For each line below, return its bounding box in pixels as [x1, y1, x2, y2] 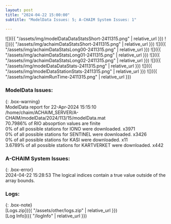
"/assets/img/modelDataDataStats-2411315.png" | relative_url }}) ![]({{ [5, 63, 153, 69]
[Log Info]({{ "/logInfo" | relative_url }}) [5, 213, 87, 219]
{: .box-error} [5, 166, 33, 173]
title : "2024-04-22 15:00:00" [5, 12, 70, 17]
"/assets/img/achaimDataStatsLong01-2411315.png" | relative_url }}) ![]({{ [5, 52, 160, 58]
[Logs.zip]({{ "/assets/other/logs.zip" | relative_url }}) [5, 208, 118, 214]
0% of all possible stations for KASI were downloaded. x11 [5, 137, 128, 143]
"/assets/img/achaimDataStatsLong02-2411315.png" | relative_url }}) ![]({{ [5, 58, 161, 64]
